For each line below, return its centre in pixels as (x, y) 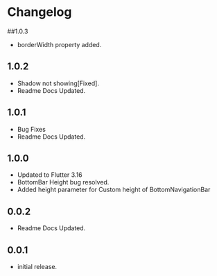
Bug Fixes (32, 129)
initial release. (37, 267)
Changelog (40, 12)
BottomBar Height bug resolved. (63, 182)
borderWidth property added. (59, 44)
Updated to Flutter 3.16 (50, 175)
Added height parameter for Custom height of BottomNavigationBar (114, 190)
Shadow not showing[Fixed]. (58, 83)
